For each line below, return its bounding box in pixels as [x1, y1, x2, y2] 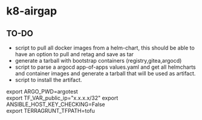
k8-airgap [6, 4, 57, 18]
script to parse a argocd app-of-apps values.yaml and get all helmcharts [15, 63, 196, 71]
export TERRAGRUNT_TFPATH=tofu [6, 107, 96, 114]
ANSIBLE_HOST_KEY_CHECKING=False [6, 101, 105, 108]
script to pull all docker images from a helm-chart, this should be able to [15, 44, 195, 51]
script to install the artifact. [15, 77, 82, 83]
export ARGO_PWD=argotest [6, 88, 79, 95]
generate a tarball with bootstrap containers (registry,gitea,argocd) [15, 57, 182, 64]
